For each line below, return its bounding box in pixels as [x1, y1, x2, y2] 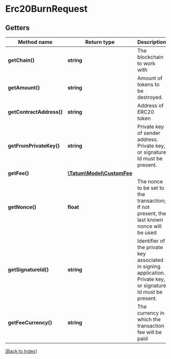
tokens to [137, 81, 160, 88]
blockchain [137, 54, 164, 60]
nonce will [137, 223, 162, 230]
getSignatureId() [8, 266, 49, 273]
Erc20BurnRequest [5, 3, 88, 15]
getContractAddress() [8, 108, 63, 115]
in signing [137, 263, 161, 270]
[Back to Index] [5, 348, 37, 354]
